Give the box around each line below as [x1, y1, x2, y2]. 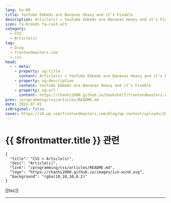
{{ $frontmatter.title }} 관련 [5, 135, 120, 146]
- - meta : [10, 64, 31, 69]
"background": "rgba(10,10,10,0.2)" [10, 174, 88, 179]
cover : [5, 111, 19, 117]
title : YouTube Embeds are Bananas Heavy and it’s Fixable [5, 12, 133, 17]
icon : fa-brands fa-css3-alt [5, 21, 67, 27]
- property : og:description [14, 78, 74, 83]
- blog [10, 45, 24, 50]
